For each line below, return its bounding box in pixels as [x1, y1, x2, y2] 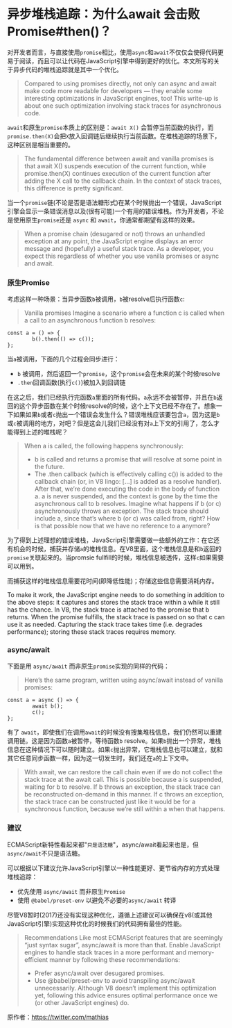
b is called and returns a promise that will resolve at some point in [34, 455, 222, 464]
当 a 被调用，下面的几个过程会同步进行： [7, 355, 120, 364]
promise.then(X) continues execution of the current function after [24, 169, 211, 177]
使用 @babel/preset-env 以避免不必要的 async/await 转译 [17, 896, 177, 904]
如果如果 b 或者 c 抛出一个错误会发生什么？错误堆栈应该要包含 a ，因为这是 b [12, 411, 220, 419]
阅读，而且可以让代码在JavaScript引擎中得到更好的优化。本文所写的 [19, 56, 214, 65]
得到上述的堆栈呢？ [12, 428, 68, 437]
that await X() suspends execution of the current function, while [24, 161, 206, 170]
